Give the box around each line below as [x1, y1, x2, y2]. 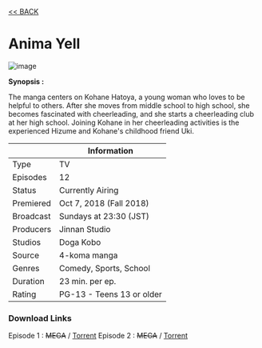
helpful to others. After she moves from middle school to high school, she [8, 100, 250, 110]
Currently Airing [58, 184, 119, 195]
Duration [12, 275, 46, 286]
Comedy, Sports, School [58, 262, 150, 274]
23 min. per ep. [58, 275, 117, 286]
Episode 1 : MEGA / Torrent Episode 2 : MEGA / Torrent [8, 331, 188, 341]
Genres [12, 262, 40, 274]
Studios [12, 236, 42, 247]
